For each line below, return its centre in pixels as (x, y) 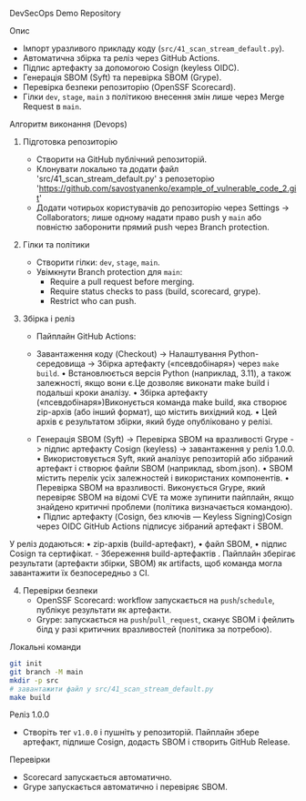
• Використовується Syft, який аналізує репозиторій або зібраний (164, 458)
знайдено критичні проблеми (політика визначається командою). (164, 507)
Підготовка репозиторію (70, 142)
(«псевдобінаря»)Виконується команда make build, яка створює (162, 402)
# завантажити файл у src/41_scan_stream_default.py (112, 689)
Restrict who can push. (93, 301)
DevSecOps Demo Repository (65, 13)
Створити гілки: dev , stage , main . (98, 262)
